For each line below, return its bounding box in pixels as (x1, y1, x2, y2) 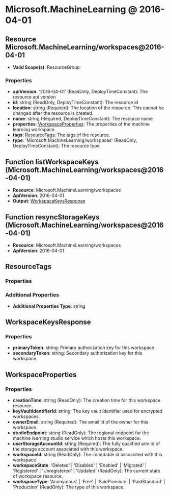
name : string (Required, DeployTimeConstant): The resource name (12, 116, 153, 122)
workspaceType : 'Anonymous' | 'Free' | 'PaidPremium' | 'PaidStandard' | (12, 478, 165, 484)
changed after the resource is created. (12, 110, 94, 116)
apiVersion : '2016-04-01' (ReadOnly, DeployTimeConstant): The (12, 88, 148, 95)
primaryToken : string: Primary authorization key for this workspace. (12, 344, 156, 351)
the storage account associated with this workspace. (12, 445, 124, 452)
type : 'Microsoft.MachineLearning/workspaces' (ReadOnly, (12, 137, 137, 143)
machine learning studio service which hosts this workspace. (12, 435, 141, 441)
